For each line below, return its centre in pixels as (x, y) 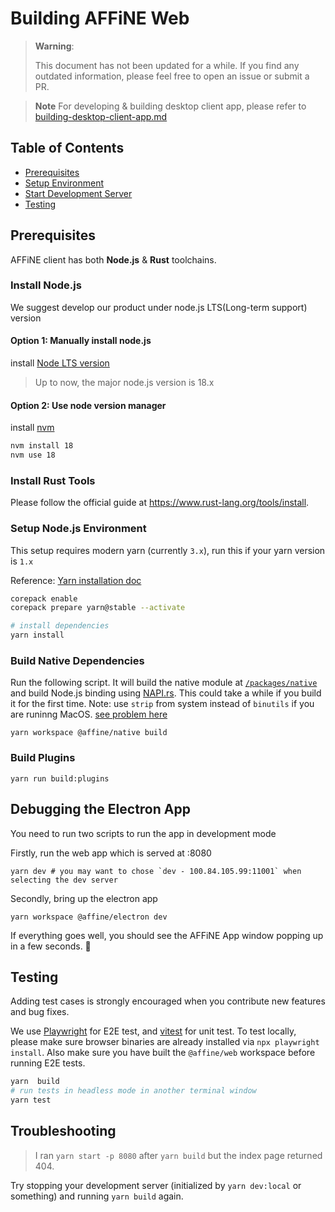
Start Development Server (78, 193)
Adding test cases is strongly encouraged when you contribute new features (168, 1001)
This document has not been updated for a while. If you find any (167, 65)
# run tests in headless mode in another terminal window (133, 1091)
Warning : (54, 46)
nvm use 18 (33, 455)
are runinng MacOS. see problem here (89, 714)
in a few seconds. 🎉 (51, 946)
